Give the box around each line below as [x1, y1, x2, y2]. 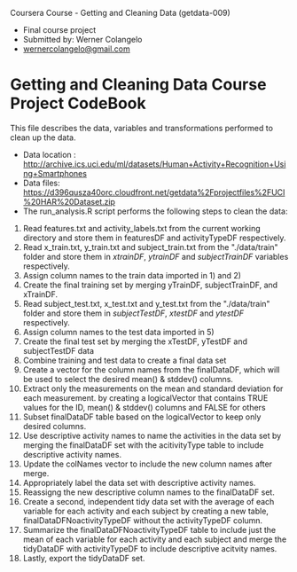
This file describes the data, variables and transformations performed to [10, 122, 274, 133]
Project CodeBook [10, 93, 146, 114]
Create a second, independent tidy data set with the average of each [22, 496, 275, 506]
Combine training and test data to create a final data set [22, 355, 227, 365]
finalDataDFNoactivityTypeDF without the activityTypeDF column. [22, 514, 263, 526]
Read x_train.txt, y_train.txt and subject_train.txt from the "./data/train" [22, 241, 278, 252]
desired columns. [22, 420, 87, 431]
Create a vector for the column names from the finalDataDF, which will [22, 364, 280, 375]
